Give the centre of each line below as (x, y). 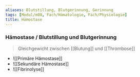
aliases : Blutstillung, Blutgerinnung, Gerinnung (59, 10)
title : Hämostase (24, 19)
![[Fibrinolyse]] (28, 69)
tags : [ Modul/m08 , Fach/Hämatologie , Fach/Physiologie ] (66, 15)
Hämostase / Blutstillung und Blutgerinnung (61, 37)
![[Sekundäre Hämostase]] (41, 64)
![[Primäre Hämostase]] (37, 58)
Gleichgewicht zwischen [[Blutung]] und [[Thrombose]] (76, 48)
